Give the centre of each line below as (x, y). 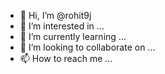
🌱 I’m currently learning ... (73, 36)
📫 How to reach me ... (66, 58)
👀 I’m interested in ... (62, 26)
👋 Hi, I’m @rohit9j (55, 15)
